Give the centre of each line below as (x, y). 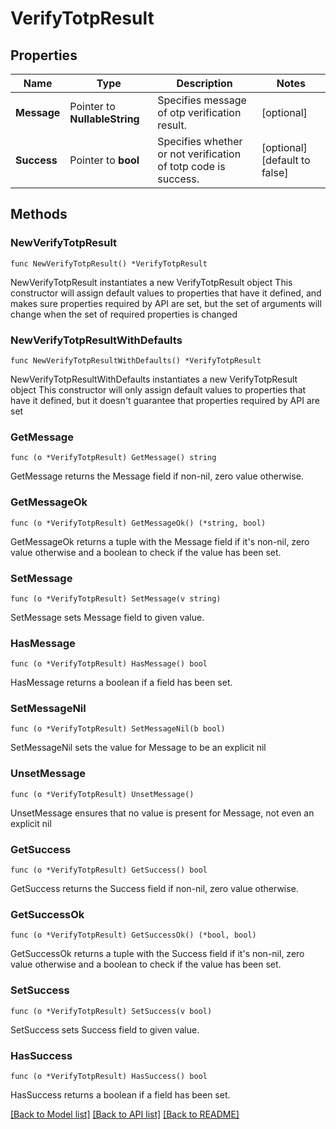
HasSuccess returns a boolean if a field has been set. (120, 1094)
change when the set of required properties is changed (124, 314)
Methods (39, 214)
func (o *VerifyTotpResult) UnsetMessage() (102, 794)
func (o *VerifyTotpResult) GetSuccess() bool (109, 870)
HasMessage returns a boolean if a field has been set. (121, 683)
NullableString (104, 119)
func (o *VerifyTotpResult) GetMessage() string (113, 458)
